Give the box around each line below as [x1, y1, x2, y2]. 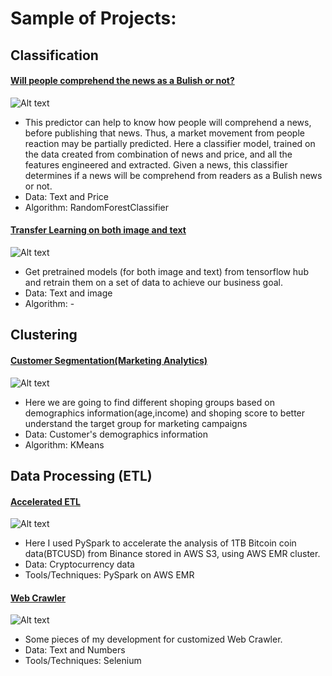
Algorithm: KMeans [24, 438, 105, 451]
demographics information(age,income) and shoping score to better [24, 407, 306, 419]
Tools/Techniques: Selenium [24, 655, 142, 667]
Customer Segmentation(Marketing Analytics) [10, 354, 208, 366]
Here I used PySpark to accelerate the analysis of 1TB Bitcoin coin [24, 537, 297, 549]
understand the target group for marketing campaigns [24, 417, 248, 429]
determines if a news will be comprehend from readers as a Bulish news [24, 169, 323, 181]
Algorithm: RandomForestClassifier [24, 201, 169, 213]
